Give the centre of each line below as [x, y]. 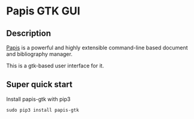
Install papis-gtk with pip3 [38, 99]
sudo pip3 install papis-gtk [43, 110]
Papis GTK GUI [43, 11]
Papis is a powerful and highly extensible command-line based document [97, 47]
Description [29, 33]
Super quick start [40, 84]
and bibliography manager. [39, 54]
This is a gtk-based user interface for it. [55, 66]
